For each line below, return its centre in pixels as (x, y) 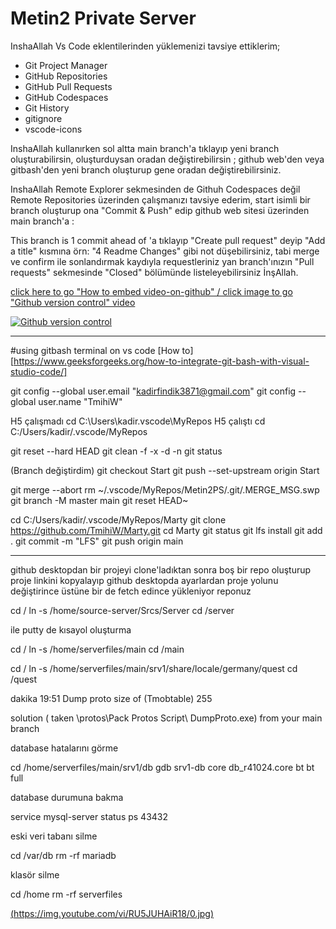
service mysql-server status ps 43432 (89, 816)
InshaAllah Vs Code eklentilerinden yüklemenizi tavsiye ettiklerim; (145, 46)
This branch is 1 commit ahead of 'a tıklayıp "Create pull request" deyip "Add (168, 240)
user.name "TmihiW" (80, 401)
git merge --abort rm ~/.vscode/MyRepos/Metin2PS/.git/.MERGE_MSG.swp (165, 489)
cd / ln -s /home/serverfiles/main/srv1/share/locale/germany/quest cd (154, 668)
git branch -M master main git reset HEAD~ (99, 500)
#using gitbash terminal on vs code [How (95, 350)
